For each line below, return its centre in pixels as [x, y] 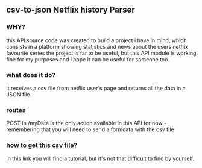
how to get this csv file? [42, 145]
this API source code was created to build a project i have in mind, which [96, 40]
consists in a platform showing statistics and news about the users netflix [97, 46]
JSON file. [19, 94]
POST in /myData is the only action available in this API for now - [87, 123]
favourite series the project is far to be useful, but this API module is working [101, 53]
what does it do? [31, 75]
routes [16, 110]
